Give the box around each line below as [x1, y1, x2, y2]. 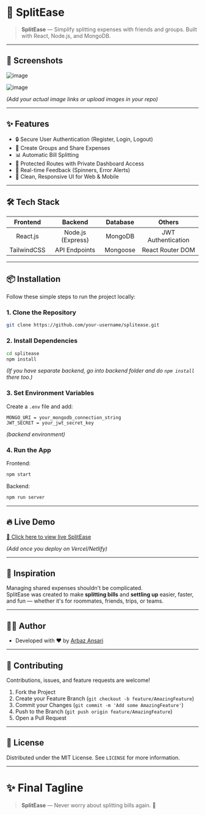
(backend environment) [6, 430, 65, 438]
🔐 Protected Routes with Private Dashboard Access [15, 160, 145, 167]
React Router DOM [142, 246, 195, 254]
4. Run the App [6, 445, 52, 454]
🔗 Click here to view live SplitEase [6, 533, 92, 540]
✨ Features [6, 119, 49, 129]
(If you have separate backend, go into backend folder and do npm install [6, 367, 195, 375]
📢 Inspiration [6, 568, 56, 578]
